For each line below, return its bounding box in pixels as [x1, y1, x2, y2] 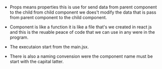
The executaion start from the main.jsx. [9, 44, 89, 49]
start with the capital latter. [9, 59, 64, 64]
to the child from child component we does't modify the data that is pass [9, 9, 157, 15]
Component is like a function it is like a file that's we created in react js [9, 24, 152, 30]
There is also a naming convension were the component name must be [9, 53, 153, 59]
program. [9, 34, 28, 40]
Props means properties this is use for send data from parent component [9, 4, 157, 10]
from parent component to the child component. [9, 15, 107, 20]
